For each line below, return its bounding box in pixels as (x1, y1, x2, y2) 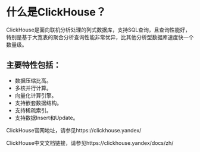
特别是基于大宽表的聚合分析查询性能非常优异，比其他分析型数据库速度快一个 (6, 33, 194, 40)
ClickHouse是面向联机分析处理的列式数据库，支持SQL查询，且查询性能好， (6, 26, 190, 33)
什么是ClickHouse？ (6, 5, 107, 19)
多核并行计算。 (14, 84, 52, 91)
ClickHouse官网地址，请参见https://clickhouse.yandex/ (6, 126, 142, 134)
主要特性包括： (6, 60, 61, 70)
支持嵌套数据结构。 (14, 99, 62, 106)
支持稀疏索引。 (14, 106, 52, 113)
